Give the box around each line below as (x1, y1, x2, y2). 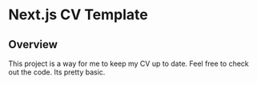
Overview (8, 38, 58, 51)
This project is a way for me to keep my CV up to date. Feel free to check (8, 59, 250, 68)
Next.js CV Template (8, 6, 148, 24)
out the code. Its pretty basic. (8, 67, 106, 77)
